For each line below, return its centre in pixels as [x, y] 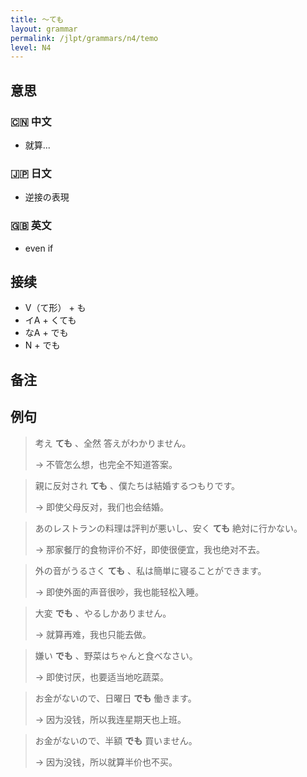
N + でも [42, 345]
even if [39, 248]
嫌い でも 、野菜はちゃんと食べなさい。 [116, 655]
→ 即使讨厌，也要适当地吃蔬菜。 [102, 677]
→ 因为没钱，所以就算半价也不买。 [106, 762]
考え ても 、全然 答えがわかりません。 [113, 443]
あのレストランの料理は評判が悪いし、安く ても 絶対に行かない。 [168, 528]
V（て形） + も [55, 308]
